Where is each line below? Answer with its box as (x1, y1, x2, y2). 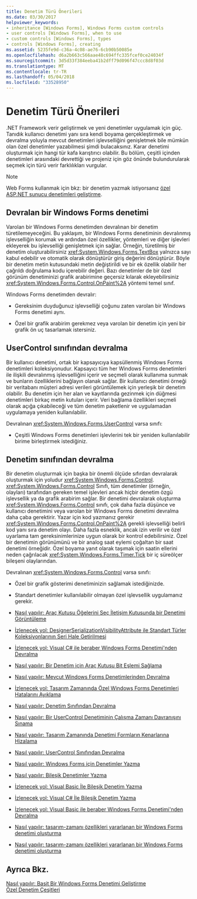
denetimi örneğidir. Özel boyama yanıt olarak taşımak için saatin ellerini (6, 545, 178, 552)
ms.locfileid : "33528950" (6, 80, 69, 86)
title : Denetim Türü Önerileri (6, 8, 83, 15)
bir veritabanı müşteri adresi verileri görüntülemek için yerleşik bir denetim (6, 383, 186, 390)
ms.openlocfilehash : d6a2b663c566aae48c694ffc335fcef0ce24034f (6, 52, 164, 58)
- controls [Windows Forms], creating (6, 42, 101, 48)
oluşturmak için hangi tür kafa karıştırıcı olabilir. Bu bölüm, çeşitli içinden (6, 149, 181, 156)
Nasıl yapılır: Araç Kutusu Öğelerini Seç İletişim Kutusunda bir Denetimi (14, 609, 186, 617)
